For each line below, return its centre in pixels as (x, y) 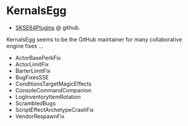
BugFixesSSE (32, 77)
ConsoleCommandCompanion (53, 90)
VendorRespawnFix (40, 116)
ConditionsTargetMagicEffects (53, 84)
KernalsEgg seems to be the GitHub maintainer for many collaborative (94, 39)
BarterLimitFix (33, 70)
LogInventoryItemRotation (48, 97)
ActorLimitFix (32, 64)
